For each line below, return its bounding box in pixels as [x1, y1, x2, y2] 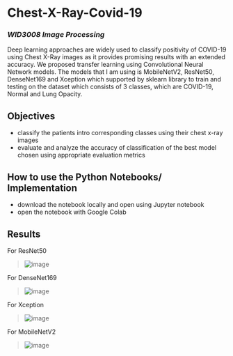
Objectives [7, 110, 56, 122]
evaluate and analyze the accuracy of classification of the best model [17, 144, 217, 152]
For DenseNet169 [7, 273, 57, 281]
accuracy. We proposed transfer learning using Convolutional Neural [7, 61, 204, 69]
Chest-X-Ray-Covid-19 [7, 5, 143, 21]
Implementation [7, 182, 78, 194]
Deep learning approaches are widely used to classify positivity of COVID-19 [7, 45, 227, 54]
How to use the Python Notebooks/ [7, 171, 162, 183]
